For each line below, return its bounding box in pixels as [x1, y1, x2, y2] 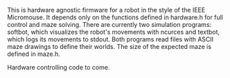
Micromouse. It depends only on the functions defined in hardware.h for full [7, 13, 224, 21]
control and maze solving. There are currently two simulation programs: [7, 21, 212, 28]
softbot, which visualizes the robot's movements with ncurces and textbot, [7, 28, 220, 36]
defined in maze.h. [7, 50, 61, 58]
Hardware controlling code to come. [7, 64, 110, 71]
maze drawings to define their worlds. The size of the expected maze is [7, 43, 212, 50]
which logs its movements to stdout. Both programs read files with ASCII [7, 35, 214, 43]
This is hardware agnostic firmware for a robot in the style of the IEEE [7, 6, 206, 14]
